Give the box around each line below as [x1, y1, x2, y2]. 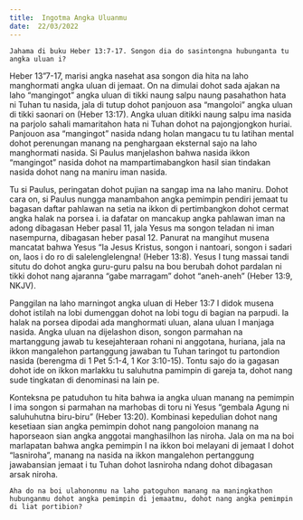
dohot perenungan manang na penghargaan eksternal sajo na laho [9, 137, 258, 148]
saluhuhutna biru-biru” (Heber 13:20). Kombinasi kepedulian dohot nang [9, 411, 278, 421]
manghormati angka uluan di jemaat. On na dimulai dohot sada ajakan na [9, 80, 280, 90]
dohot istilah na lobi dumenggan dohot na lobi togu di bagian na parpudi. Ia [9, 307, 289, 317]
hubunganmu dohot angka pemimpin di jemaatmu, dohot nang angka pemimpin [9, 494, 294, 503]
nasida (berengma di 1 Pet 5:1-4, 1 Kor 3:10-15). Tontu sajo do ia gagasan [9, 355, 280, 366]
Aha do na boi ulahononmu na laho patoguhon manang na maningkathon [9, 486, 273, 496]
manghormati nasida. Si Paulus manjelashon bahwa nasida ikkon [9, 147, 251, 158]
